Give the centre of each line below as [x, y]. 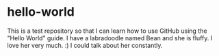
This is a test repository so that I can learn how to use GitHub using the [107, 31]
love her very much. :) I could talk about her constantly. [85, 45]
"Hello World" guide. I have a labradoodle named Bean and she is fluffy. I [110, 38]
